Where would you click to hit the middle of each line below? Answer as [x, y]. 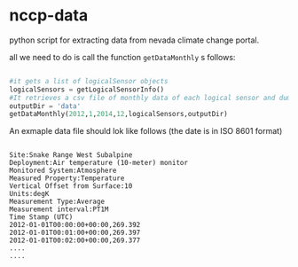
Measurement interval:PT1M [59, 209]
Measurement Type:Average [57, 202]
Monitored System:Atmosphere [63, 171]
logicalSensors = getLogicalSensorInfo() [87, 90]
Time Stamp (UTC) [41, 217]
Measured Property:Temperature [67, 178]
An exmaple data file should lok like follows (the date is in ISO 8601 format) [146, 131]
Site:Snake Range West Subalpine [71, 155]
